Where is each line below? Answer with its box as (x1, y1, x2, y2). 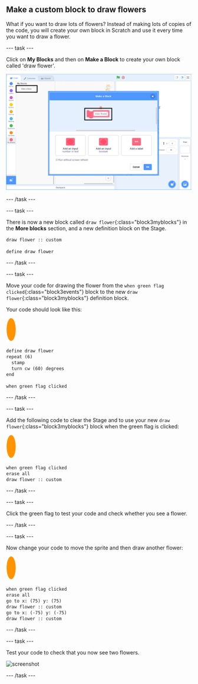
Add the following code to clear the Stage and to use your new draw (6, 416, 170, 424)
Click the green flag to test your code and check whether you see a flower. (6, 510, 187, 517)
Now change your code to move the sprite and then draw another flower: (6, 544, 183, 551)
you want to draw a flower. (6, 32, 71, 40)
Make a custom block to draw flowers (6, 5, 147, 15)
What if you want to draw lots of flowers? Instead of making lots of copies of (6, 20, 192, 27)
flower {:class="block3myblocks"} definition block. (6, 294, 129, 302)
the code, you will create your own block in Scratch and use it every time (6, 27, 183, 34)
